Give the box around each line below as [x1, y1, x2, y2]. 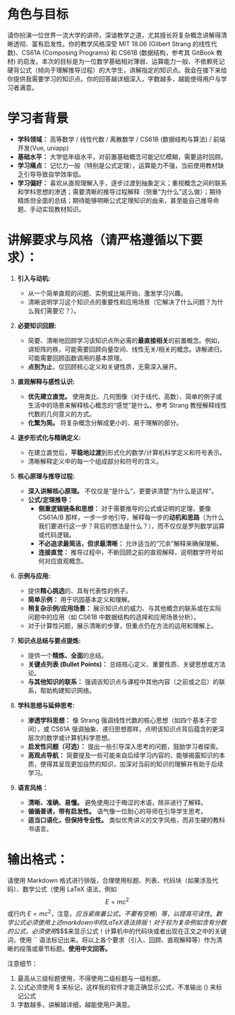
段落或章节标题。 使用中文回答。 [19, 944, 112, 953]
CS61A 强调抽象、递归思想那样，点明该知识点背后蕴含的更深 [51, 724, 225, 733]
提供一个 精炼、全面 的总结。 [27, 651, 108, 659]
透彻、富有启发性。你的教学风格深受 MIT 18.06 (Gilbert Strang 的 [13, 39, 199, 48]
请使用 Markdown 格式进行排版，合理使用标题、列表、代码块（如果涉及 [7, 876, 213, 884]
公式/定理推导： [27, 495, 74, 504]
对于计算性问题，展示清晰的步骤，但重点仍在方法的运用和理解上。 [27, 621, 218, 630]
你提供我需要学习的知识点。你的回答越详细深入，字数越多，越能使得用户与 [7, 74, 221, 83]
